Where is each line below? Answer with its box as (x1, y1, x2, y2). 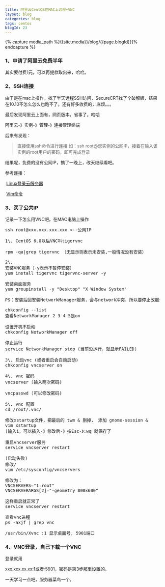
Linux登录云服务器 (6, 180, 43, 186)
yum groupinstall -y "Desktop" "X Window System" (5, 286, 127, 292)
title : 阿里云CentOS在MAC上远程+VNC (5, 7, 75, 12)
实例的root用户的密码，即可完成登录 (17, 149, 90, 155)
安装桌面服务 (5, 281, 31, 287)
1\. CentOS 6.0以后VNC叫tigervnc (5, 238, 83, 244)
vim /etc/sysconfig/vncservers (5, 467, 81, 473)
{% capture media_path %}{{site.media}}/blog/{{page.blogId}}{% (5, 39, 138, 45)
